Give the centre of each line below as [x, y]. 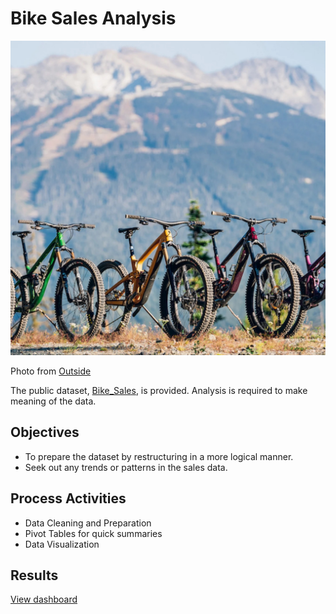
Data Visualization [62, 544]
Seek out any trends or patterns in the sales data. [126, 467]
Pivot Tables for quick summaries [93, 533]
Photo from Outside [51, 371]
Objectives [45, 432]
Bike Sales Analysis [93, 18]
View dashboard [44, 599]
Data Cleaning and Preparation [88, 523]
